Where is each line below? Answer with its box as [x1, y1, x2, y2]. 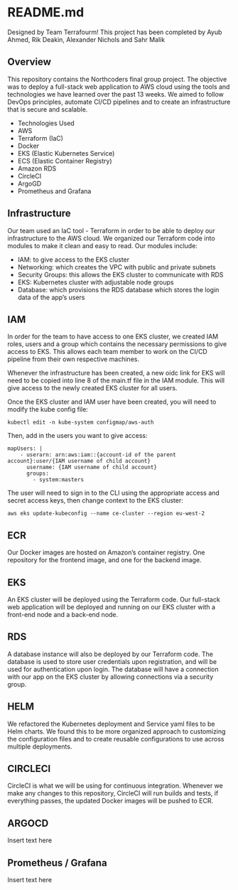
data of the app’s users [17, 293, 85, 301]
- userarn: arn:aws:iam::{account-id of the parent [20, 451, 176, 459]
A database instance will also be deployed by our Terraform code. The [7, 650, 213, 658]
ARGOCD [7, 817, 49, 829]
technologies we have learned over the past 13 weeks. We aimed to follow [7, 90, 224, 98]
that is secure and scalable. [7, 104, 88, 114]
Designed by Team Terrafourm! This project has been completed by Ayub [7, 28, 222, 36]
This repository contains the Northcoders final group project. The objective [7, 75, 227, 83]
